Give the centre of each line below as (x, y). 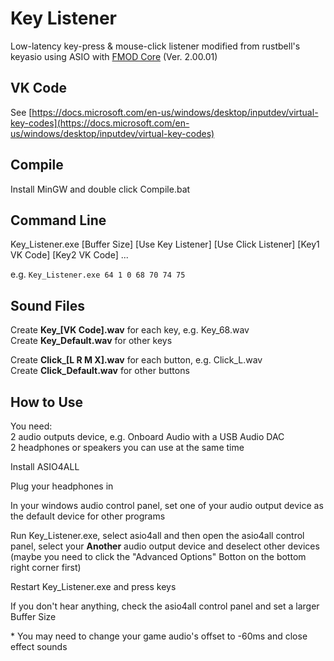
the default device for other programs (88, 516)
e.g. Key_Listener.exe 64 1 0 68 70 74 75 (98, 274)
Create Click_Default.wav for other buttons (100, 371)
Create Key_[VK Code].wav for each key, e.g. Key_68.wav (130, 330)
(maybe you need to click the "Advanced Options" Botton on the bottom (158, 556)
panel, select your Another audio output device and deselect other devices (165, 546)
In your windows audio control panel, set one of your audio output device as (167, 505)
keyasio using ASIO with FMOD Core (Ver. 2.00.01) (114, 56)
